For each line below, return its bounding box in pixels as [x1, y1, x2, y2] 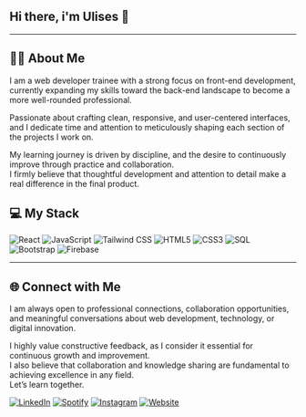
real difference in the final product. [9, 178, 139, 189]
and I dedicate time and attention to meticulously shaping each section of [9, 121, 285, 132]
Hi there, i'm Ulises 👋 [9, 9, 130, 25]
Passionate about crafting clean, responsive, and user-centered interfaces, [9, 111, 291, 123]
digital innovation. [9, 323, 76, 334]
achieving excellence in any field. [9, 370, 135, 381]
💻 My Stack [9, 206, 80, 222]
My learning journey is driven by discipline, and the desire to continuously [9, 149, 287, 160]
